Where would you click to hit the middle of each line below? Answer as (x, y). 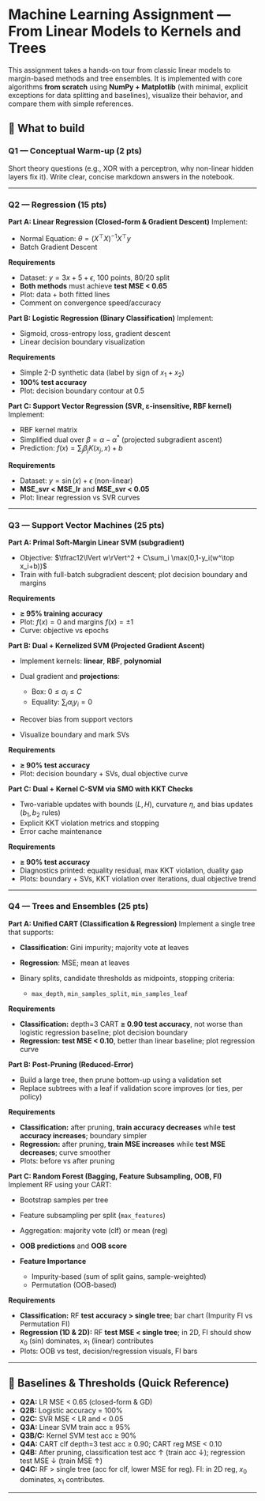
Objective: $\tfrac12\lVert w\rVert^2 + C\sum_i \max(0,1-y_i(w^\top (127, 558)
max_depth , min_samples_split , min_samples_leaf (110, 993)
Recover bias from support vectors (76, 719)
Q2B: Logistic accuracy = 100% (71, 1410)
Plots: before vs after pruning (67, 1160)
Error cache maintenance (61, 831)
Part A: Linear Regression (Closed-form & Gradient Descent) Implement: (128, 221)
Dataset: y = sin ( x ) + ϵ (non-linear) (76, 481)
